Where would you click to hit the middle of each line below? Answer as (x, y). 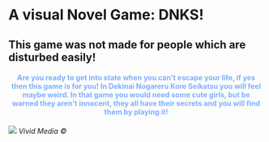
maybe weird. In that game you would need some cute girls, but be (136, 95)
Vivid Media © (43, 131)
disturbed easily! (52, 57)
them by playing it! (136, 112)
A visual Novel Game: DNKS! (106, 15)
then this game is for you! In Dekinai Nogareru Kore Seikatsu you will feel (136, 86)
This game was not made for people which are (127, 45)
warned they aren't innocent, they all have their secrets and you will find (136, 103)
